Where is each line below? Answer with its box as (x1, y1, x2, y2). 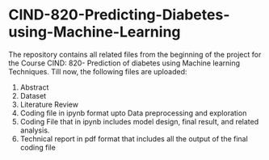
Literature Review (19, 99, 79, 109)
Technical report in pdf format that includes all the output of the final (19, 133, 248, 143)
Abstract (19, 82, 49, 92)
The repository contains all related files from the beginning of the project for (8, 49, 262, 59)
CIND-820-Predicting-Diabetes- (8, 6, 230, 24)
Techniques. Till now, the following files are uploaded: (8, 66, 187, 76)
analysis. (19, 125, 50, 135)
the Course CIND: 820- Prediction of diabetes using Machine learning (8, 58, 241, 68)
